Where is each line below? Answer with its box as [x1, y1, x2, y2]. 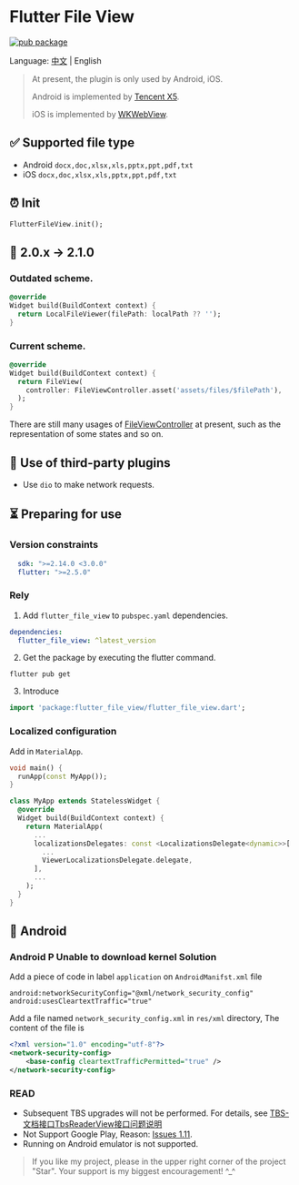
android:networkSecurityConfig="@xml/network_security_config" [9, 989, 254, 998]
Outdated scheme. [9, 271, 94, 284]
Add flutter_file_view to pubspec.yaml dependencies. [22, 610, 229, 621]
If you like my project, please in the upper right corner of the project [31, 1156, 286, 1167]
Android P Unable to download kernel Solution [9, 950, 217, 963]
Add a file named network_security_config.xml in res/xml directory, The [9, 1013, 280, 1024]
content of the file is [9, 1022, 85, 1034]
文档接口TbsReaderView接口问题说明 [22, 1119, 163, 1129]
